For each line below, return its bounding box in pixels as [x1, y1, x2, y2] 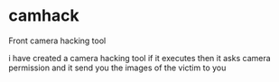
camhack [8, 5, 79, 26]
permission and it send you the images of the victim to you [8, 62, 227, 73]
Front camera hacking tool [8, 35, 107, 46]
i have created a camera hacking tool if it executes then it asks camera [8, 52, 272, 63]
